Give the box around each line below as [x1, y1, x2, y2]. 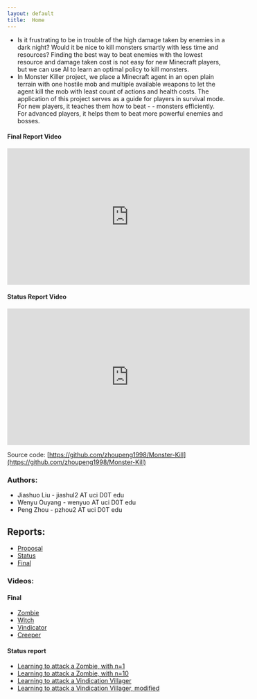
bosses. [17, 116, 40, 125]
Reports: [7, 526, 46, 538]
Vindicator [17, 623, 47, 632]
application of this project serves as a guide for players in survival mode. [17, 94, 225, 103]
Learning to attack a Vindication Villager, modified [17, 684, 160, 693]
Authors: [7, 475, 38, 485]
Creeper [17, 631, 42, 639]
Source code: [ [7, 450, 50, 459]
